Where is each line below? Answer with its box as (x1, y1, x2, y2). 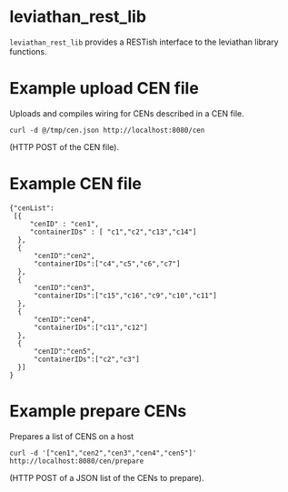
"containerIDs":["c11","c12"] (33, 323, 148, 332)
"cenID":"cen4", (33, 315, 95, 324)
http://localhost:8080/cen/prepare (9, 457, 144, 466)
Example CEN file (9, 174, 143, 195)
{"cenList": (9, 203, 55, 213)
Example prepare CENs (9, 401, 187, 421)
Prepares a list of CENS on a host (9, 430, 134, 442)
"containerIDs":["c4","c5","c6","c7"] (33, 259, 181, 268)
